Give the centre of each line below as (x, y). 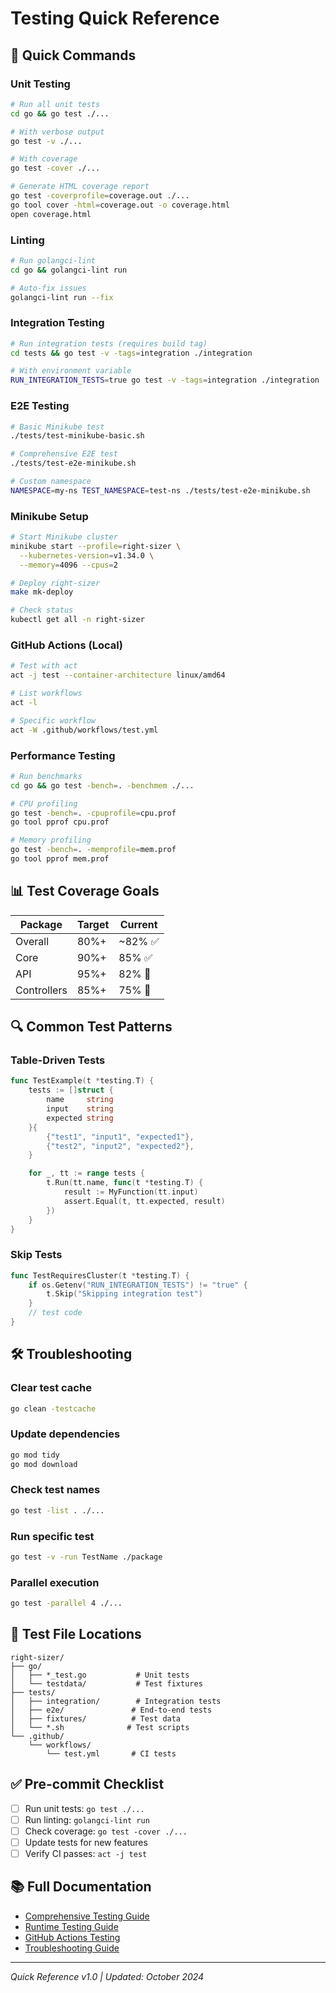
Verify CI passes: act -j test (86, 1853)
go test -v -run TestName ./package (86, 1557)
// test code (55, 1313)
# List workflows (46, 693)
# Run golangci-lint (53, 260)
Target (93, 924)
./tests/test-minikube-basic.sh (77, 436)
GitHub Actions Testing (72, 1937)
